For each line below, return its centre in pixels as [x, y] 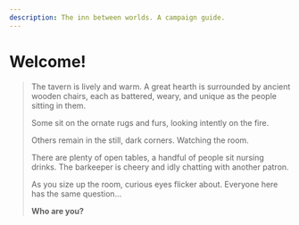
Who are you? [58, 211]
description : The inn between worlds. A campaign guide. [117, 17]
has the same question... [76, 194]
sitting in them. [58, 105]
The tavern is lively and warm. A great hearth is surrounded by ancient [161, 87]
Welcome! [48, 61]
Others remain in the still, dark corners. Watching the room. [140, 140]
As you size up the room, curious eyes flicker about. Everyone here [154, 184]
